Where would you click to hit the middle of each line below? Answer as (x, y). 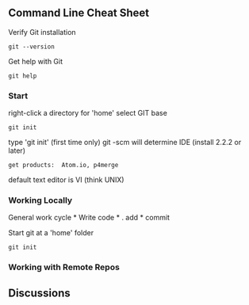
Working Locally (40, 200)
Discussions (39, 293)
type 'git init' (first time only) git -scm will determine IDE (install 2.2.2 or (125, 143)
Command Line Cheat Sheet (79, 13)
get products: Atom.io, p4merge (63, 166)
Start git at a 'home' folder (51, 233)
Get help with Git (36, 61)
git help (23, 76)
